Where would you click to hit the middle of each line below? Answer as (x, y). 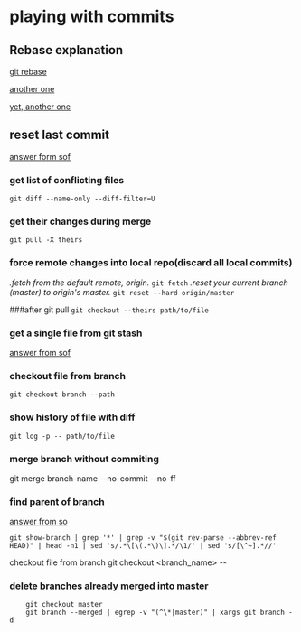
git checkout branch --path (62, 395)
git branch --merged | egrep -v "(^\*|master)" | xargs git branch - (160, 613)
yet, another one (40, 107)
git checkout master (64, 605)
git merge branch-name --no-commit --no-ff (93, 478)
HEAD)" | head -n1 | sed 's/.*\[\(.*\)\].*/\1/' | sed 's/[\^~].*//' (143, 546)
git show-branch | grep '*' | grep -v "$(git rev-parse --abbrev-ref (143, 538)
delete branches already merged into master (109, 586)
